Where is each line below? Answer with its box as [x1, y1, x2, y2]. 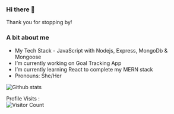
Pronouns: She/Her [14, 72, 62, 79]
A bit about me [6, 34, 49, 42]
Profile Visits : [6, 95, 40, 102]
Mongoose [14, 53, 42, 60]
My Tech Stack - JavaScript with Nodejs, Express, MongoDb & [14, 47, 168, 54]
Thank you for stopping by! [6, 19, 72, 26]
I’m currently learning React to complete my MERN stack [14, 66, 153, 73]
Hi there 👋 [6, 5, 36, 14]
